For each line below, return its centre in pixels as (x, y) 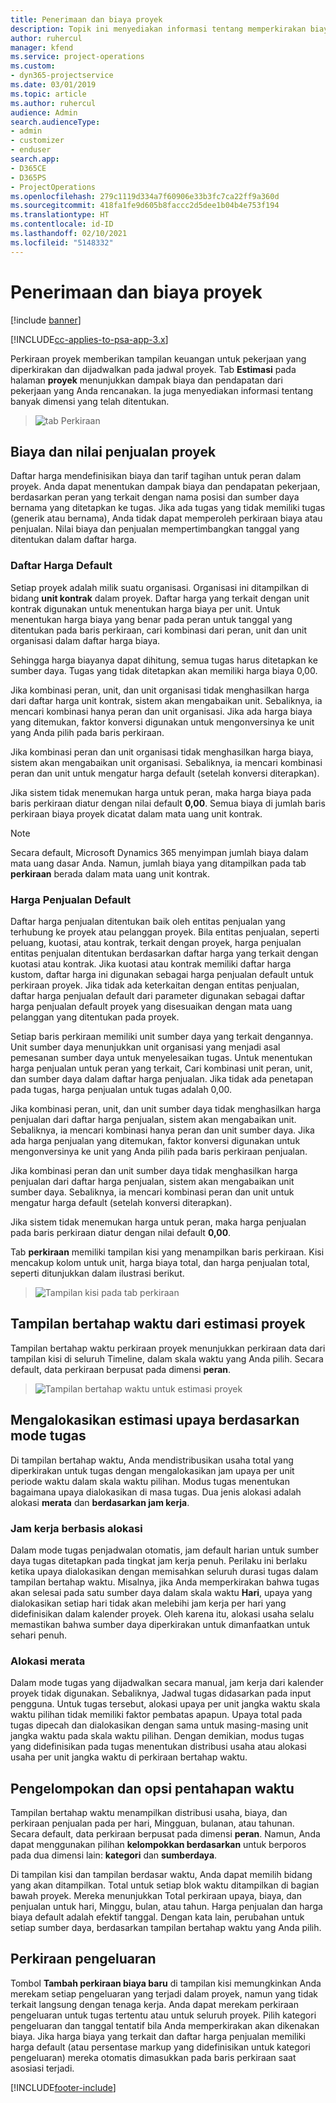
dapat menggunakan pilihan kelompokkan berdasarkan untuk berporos (158, 1844)
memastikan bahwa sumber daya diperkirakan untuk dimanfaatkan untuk (160, 1624)
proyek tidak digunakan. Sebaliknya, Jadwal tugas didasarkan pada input (161, 1693)
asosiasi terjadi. (42, 2068)
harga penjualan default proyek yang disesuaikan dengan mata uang (151, 1006)
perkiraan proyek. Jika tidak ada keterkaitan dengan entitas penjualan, (155, 985)
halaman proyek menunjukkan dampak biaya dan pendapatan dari (146, 380)
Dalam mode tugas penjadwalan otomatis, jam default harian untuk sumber (165, 1550)
